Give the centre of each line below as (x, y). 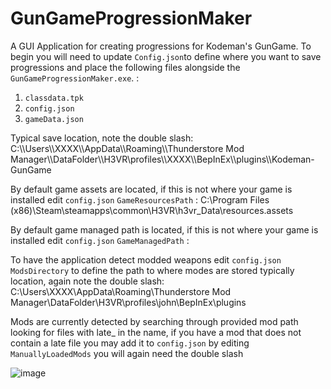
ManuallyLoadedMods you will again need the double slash (127, 353)
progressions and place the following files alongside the (125, 67)
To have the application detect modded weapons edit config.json (146, 259)
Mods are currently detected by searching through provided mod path (154, 321)
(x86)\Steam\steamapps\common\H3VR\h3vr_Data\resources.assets (152, 210)
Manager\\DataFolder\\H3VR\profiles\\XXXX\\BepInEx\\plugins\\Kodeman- (162, 159)
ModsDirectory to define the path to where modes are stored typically (152, 270)
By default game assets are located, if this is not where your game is (151, 189)
